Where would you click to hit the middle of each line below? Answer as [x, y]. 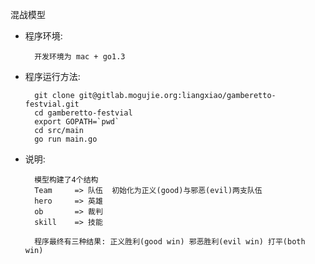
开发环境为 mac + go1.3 [80, 57]
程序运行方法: [52, 76]
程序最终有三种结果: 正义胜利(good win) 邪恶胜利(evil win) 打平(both [170, 242]
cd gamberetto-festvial [83, 113]
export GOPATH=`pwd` [77, 122]
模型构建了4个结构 [66, 180]
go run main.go [66, 139]
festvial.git [52, 104]
